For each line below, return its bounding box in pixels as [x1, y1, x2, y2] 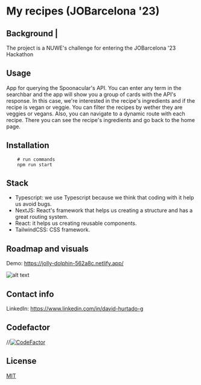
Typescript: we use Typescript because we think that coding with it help [14, 194, 194, 201]
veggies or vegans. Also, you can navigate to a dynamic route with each [6, 110, 185, 117]
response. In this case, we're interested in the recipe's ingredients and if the [6, 97, 195, 104]
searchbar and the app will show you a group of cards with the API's [6, 91, 176, 98]
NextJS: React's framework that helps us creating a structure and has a [14, 207, 193, 214]
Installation [6, 140, 49, 150]
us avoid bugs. [14, 201, 52, 208]
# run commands [17, 156, 56, 163]
